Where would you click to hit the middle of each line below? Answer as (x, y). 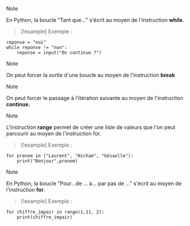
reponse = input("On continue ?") (59, 53)
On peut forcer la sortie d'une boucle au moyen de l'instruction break (91, 75)
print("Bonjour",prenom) (47, 161)
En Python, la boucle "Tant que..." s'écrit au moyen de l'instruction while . (95, 20)
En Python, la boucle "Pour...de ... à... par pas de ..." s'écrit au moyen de (94, 183)
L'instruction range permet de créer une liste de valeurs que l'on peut (91, 127)
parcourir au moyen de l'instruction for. (54, 133)
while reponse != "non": (37, 47)
